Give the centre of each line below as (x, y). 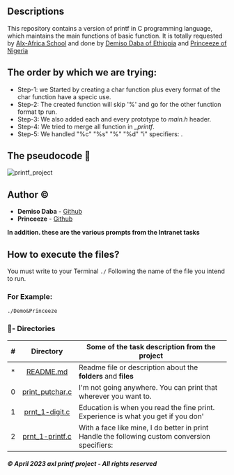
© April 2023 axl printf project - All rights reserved (82, 464)
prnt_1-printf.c (47, 436)
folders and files (106, 376)
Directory (47, 351)
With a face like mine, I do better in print (144, 427)
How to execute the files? (63, 254)
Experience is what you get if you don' (141, 416)
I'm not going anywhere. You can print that (148, 387)
